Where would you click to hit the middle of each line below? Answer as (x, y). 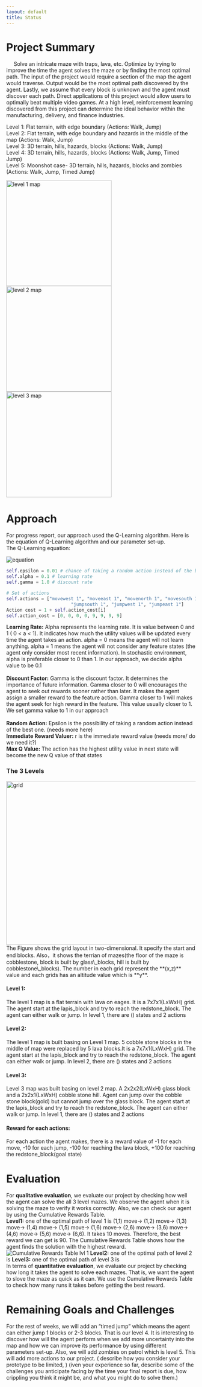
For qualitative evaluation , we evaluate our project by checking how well (97, 1196)
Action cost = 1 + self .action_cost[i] (56, 610)
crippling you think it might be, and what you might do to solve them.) (92, 1378)
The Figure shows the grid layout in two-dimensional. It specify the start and (101, 948)
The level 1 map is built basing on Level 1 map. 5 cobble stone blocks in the (99, 1042)
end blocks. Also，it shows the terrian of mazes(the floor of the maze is (95, 955)
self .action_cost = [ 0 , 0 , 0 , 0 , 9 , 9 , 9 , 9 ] (64, 616)
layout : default (26, 12)
